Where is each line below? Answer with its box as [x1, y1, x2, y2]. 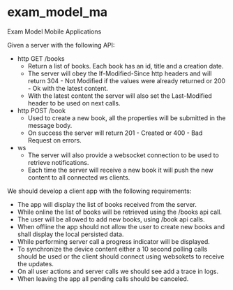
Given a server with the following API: [7, 41, 115, 49]
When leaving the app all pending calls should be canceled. [17, 274, 189, 283]
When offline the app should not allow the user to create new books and [17, 222, 225, 231]
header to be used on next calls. [27, 99, 121, 107]
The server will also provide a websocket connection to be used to [27, 151, 220, 159]
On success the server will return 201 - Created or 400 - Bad [27, 129, 203, 137]
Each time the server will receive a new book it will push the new [27, 166, 214, 174]
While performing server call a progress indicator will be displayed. [17, 237, 211, 245]
